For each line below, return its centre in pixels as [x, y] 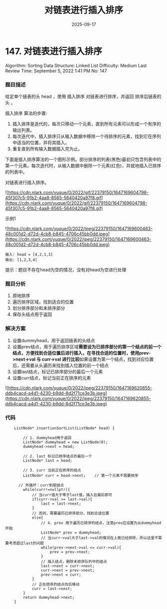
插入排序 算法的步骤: [26, 113]
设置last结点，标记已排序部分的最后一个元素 [58, 372]
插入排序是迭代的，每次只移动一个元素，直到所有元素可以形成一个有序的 [86, 124]
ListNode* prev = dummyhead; [71, 532]
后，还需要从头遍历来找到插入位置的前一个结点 [60, 365]
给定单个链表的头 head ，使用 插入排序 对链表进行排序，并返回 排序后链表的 [83, 96]
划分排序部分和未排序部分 [39, 308]
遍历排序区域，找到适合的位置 [43, 302]
